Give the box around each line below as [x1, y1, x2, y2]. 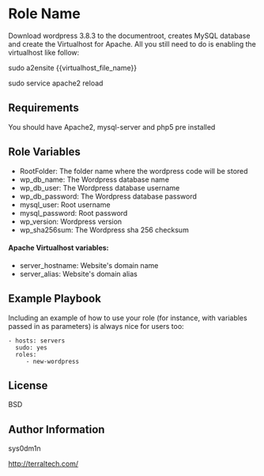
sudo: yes [15, 343, 47, 352]
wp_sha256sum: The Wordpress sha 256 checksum [19, 225, 190, 234]
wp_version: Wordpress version [19, 217, 123, 226]
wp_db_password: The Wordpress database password [19, 191, 198, 201]
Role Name [8, 5, 81, 23]
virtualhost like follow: [8, 47, 80, 57]
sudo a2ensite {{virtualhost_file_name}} [8, 62, 137, 72]
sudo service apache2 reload [8, 78, 104, 88]
